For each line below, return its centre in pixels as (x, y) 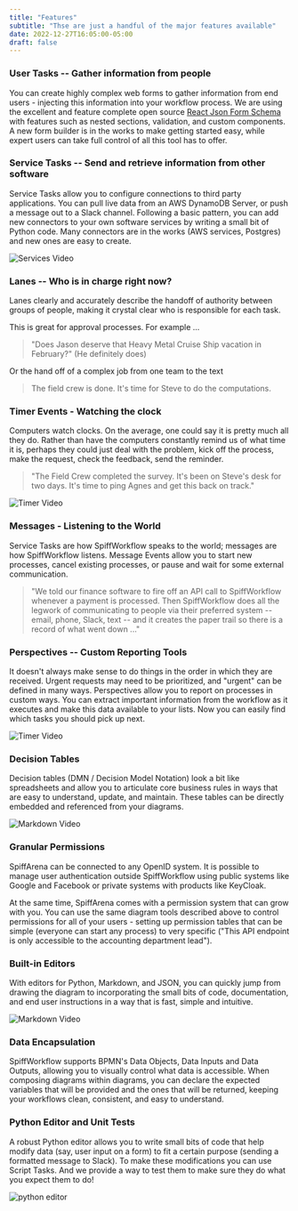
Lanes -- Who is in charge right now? (91, 281)
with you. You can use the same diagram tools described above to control (144, 912)
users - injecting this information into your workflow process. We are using (146, 102)
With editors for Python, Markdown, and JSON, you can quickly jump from (145, 982)
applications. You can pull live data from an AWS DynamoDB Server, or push (149, 203)
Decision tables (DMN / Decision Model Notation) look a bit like (125, 779)
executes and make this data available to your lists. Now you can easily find (148, 709)
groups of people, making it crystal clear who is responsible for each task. (145, 310)
